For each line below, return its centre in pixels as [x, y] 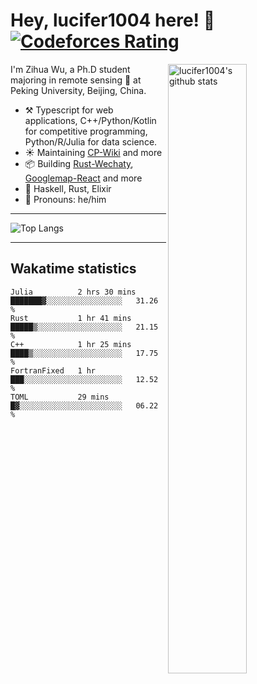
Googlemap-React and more [83, 178]
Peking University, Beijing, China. [78, 90]
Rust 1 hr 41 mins [71, 318]
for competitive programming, [86, 131]
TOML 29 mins [60, 397]
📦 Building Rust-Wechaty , [79, 163]
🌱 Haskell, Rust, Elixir [68, 188]
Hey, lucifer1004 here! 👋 [113, 20]
